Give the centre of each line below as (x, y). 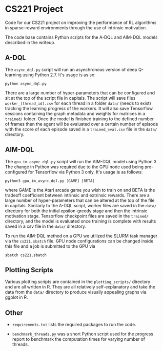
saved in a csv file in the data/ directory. (46, 226)
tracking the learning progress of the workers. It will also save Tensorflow (79, 108)
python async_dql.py (26, 84)
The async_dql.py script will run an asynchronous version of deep (71, 69)
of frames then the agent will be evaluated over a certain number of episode (82, 124)
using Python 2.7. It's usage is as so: (59, 75)
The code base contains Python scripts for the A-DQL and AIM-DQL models (81, 37)
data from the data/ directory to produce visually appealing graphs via (76, 292)
